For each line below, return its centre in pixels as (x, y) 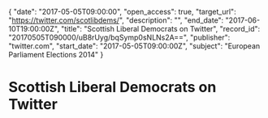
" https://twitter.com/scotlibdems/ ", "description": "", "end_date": (116, 20)
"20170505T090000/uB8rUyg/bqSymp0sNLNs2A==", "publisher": (119, 37)
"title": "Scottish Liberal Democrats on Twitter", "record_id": (160, 29)
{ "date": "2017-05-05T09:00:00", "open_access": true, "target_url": (123, 12)
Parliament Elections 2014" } (56, 55)
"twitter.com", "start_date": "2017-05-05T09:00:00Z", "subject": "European (134, 46)
